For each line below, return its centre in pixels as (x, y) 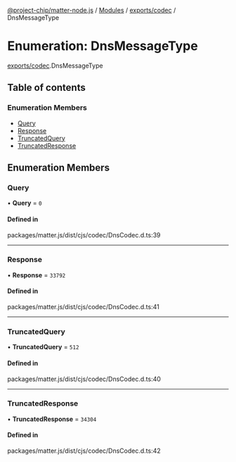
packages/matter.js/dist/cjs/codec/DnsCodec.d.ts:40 (84, 379)
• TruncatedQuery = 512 (43, 347)
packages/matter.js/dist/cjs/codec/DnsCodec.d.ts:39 (84, 235)
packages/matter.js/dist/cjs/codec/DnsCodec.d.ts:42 (84, 451)
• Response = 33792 (37, 275)
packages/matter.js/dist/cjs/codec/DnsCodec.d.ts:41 (83, 307)
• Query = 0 (25, 203)
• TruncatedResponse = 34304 (52, 419)
